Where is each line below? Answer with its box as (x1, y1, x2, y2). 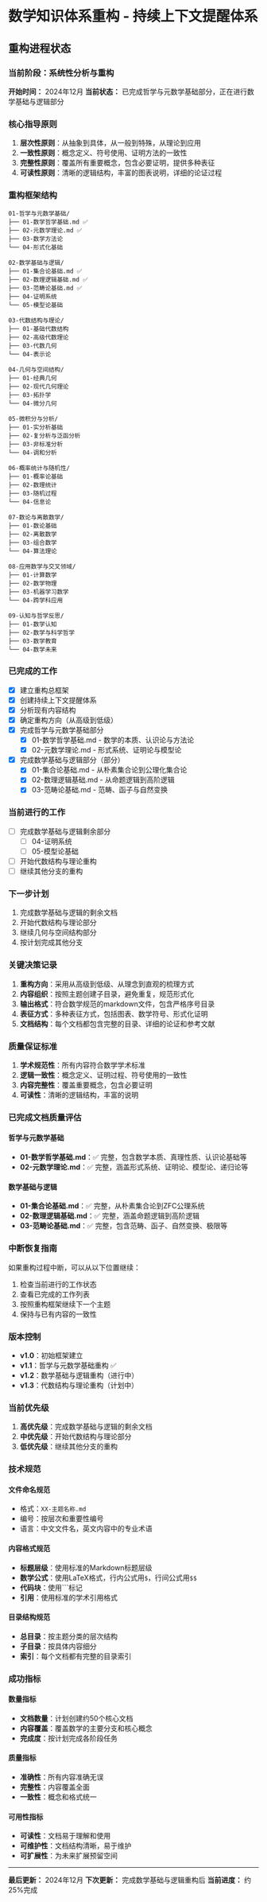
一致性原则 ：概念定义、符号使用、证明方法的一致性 (19, 148, 188, 158)
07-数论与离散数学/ (8, 514, 64, 522)
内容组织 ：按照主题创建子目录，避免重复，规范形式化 (19, 989, 195, 998)
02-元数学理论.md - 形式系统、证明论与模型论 (31, 745, 182, 755)
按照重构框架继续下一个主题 (19, 1299, 111, 1309)
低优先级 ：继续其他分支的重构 (19, 1441, 118, 1452)
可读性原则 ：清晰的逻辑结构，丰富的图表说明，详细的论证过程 (19, 168, 222, 177)
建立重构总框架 (19, 685, 69, 694)
